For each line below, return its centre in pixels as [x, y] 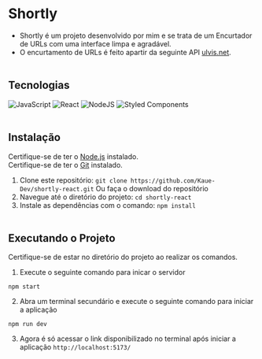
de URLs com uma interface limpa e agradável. [95, 43]
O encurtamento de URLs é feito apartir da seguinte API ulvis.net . [125, 52]
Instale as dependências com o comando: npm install [108, 205]
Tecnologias [39, 85]
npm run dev [28, 324]
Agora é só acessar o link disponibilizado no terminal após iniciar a [127, 339]
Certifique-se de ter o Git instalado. [66, 165]
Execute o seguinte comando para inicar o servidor [102, 272]
